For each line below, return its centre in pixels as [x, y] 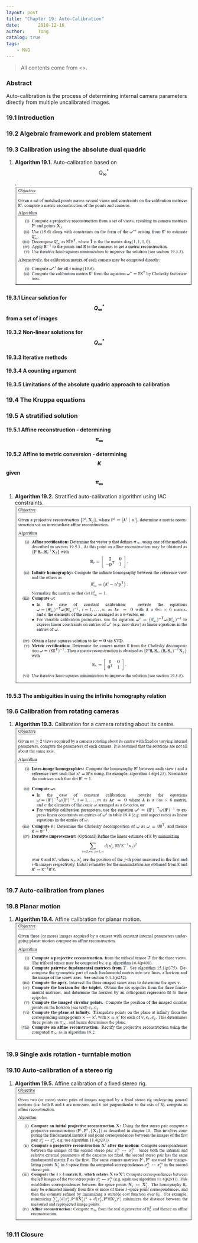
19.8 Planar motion [33, 906]
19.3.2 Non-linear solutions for [44, 332]
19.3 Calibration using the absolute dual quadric [76, 150]
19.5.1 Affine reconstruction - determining [59, 430]
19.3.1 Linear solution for [37, 297]
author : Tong [27, 31]
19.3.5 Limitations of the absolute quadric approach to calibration [88, 384]
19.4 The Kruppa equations [46, 399]
